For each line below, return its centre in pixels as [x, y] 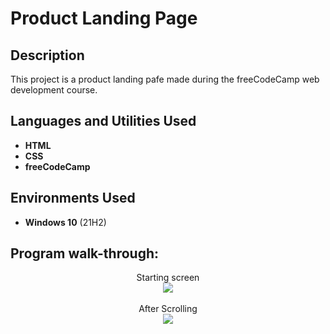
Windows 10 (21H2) [65, 222]
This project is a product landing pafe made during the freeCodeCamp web [165, 79]
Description [47, 55]
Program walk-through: [85, 253]
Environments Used [73, 198]
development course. [54, 90]
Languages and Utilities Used [103, 121]
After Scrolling [168, 309]
